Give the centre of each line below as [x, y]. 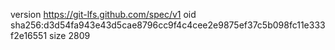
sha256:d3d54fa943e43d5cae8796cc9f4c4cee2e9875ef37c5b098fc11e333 [168, 25]
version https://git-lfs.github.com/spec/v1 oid [103, 14]
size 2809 [70, 35]
